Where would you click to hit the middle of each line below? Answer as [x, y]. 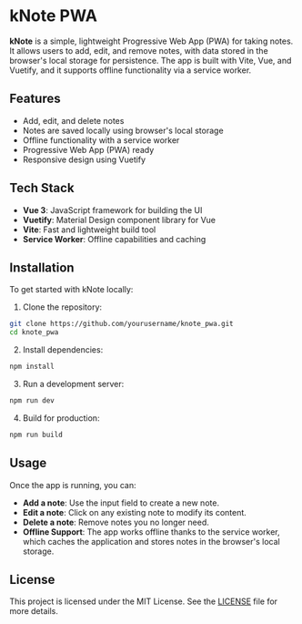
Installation [42, 267]
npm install [32, 367]
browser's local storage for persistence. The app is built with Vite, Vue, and [151, 60]
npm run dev [32, 401]
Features [35, 99]
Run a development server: [73, 384]
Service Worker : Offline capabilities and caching [114, 239]
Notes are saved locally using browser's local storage [123, 130]
